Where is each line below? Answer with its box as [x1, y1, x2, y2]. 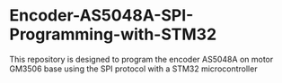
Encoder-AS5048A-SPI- [9, 5, 194, 26]
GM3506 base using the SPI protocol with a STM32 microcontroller [9, 63, 258, 74]
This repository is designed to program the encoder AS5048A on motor [9, 54, 274, 64]
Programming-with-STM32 [9, 24, 217, 45]
